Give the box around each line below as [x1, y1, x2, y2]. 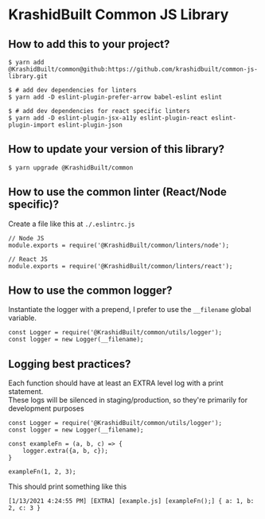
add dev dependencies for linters [22, 86, 137, 94]
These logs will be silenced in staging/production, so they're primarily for [8, 396, 248, 405]
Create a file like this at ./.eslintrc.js [8, 219, 135, 228]
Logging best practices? [8, 357, 131, 371]
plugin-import [8, 121, 56, 129]
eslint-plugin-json [58, 121, 123, 129]
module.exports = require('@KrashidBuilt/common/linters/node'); [8, 241, 229, 249]
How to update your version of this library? [8, 142, 225, 156]
